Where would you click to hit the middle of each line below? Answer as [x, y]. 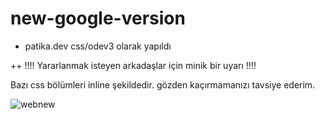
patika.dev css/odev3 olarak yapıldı [98, 46]
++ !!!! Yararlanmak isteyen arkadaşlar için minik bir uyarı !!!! [133, 65]
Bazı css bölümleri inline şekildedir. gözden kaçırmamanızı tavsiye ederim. [163, 84]
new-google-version [98, 18]
